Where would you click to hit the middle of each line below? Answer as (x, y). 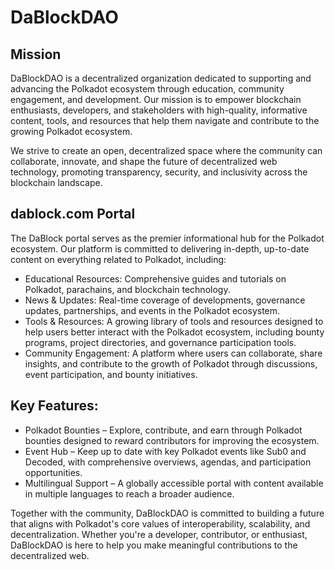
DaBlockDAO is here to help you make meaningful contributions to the (154, 545)
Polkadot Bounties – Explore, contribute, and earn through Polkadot (163, 430)
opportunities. (53, 472)
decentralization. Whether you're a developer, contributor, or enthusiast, (159, 534)
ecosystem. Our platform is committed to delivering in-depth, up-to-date (160, 248)
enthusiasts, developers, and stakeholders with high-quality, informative (159, 110)
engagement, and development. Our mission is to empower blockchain (156, 99)
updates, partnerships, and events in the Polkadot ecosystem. (152, 310)
